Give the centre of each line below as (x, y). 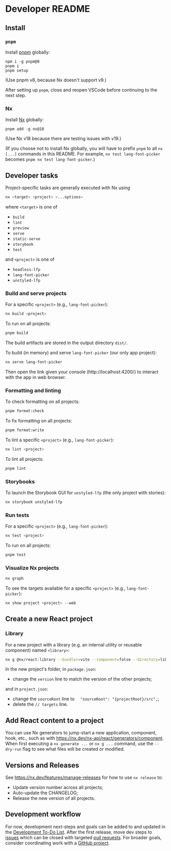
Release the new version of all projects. (54, 798)
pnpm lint (16, 468)
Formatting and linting (33, 390)
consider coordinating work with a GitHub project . (58, 843)
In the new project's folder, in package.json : (51, 669)
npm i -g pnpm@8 (22, 61)
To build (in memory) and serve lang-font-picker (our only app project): (81, 352)
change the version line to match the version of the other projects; (82, 679)
